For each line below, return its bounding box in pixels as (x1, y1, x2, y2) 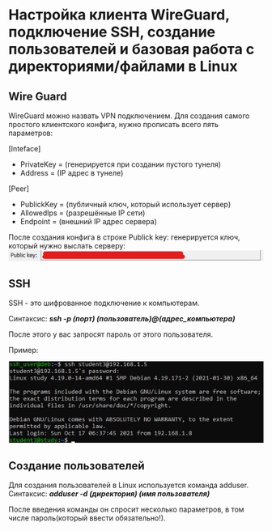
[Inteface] (8, 144, 41, 153)
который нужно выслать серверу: (8, 241, 125, 250)
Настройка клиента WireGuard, (8, 6, 230, 24)
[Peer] (8, 184, 30, 193)
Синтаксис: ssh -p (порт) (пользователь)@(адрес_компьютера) (8, 314, 236, 324)
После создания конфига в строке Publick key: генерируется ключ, (8, 232, 240, 242)
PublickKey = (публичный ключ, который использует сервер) (19, 200, 232, 209)
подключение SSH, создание (8, 23, 216, 41)
